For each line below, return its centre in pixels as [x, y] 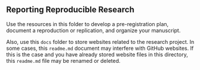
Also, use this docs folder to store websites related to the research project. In [100, 42]
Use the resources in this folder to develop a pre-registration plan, [87, 24]
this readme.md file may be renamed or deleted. [63, 61]
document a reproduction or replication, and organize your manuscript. [93, 30]
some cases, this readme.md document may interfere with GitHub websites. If [100, 48]
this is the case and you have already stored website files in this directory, [97, 54]
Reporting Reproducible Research [70, 10]
